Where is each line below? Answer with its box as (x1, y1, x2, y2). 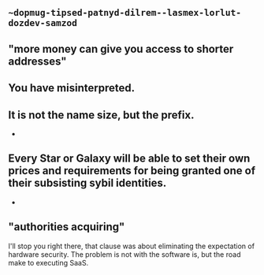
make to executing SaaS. (8, 258, 89, 267)
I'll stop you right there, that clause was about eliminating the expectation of (8, 241, 255, 251)
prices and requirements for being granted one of (8, 164, 256, 177)
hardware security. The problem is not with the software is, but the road (8, 249, 241, 259)
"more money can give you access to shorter (8, 42, 234, 55)
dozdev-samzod (8, 17, 77, 29)
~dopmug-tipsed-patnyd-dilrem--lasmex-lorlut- (8, 7, 242, 19)
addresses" (8, 54, 67, 68)
